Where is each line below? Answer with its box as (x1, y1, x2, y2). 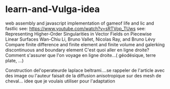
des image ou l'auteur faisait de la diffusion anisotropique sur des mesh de (5, 72, 161, 78)
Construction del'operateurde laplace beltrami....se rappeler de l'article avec (5, 67, 165, 73)
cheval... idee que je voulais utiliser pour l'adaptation (5, 78, 116, 84)
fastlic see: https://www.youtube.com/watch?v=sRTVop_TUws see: (5, 25, 146, 31)
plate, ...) (5, 57, 24, 63)
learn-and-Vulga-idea (5, 4, 100, 15)
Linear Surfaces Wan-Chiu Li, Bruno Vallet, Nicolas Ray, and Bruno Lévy (5, 36, 156, 42)
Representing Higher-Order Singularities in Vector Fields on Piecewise (5, 31, 152, 37)
